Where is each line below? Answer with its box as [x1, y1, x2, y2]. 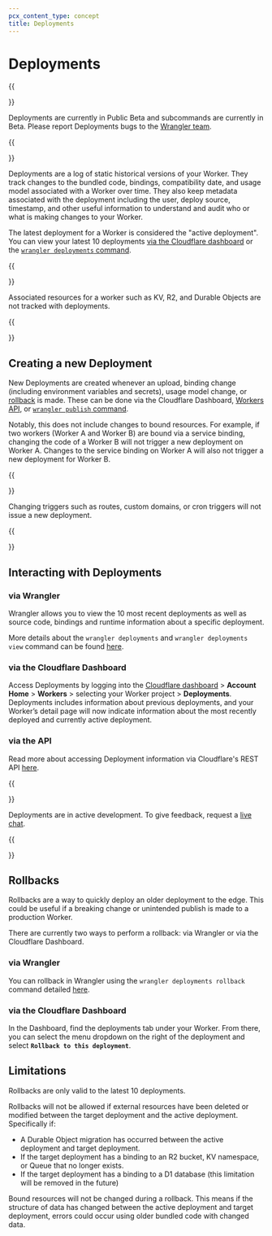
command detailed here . [8, 984, 90, 994]
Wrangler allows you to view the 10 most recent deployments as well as [8, 608, 247, 618]
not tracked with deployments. [8, 301, 110, 311]
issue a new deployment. [8, 511, 92, 520]
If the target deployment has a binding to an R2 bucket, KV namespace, [19, 1151, 260, 1161]
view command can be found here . [8, 641, 124, 651]
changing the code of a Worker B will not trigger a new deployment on [8, 437, 244, 447]
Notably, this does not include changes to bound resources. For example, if [8, 420, 260, 430]
